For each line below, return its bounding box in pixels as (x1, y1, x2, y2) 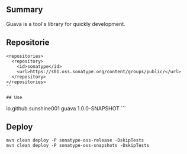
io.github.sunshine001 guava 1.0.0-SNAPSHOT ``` (6, 104, 126, 112)
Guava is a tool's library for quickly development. (6, 20, 125, 27)
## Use (6, 94, 22, 100)
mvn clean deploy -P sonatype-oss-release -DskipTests (6, 137, 144, 143)
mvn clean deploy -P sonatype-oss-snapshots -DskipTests (6, 143, 150, 149)
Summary (6, 5, 43, 15)
